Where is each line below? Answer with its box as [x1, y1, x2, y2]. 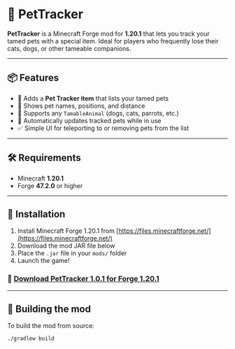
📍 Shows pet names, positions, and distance [17, 101, 145, 110]
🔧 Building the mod [7, 304, 91, 315]
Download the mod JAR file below [17, 241, 115, 250]
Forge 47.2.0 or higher [17, 181, 83, 190]
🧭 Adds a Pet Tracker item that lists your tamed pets [17, 94, 169, 102]
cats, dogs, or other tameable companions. [7, 44, 131, 52]
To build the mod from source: [7, 322, 94, 330]
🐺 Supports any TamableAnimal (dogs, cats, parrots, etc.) [17, 108, 180, 117]
